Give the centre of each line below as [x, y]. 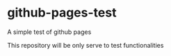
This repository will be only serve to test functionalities [85, 45]
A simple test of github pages [49, 32]
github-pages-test [62, 13]
